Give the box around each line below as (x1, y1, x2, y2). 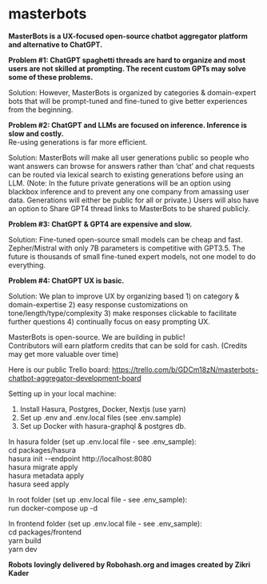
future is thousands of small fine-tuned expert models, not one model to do (8, 251, 256, 261)
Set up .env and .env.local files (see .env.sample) (19, 413, 181, 422)
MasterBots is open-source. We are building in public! (8, 332, 185, 342)
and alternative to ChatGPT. (8, 39, 103, 49)
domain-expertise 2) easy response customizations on (8, 299, 189, 309)
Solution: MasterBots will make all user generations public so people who (8, 153, 249, 162)
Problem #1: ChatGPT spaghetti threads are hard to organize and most (8, 55, 246, 65)
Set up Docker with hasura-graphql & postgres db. (19, 421, 186, 430)
